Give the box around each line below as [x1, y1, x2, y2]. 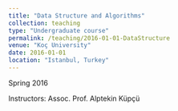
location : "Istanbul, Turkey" [8, 57, 110, 65]
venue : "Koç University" [8, 42, 91, 50]
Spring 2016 [8, 77, 48, 88]
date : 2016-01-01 [8, 49, 67, 57]
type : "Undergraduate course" [8, 26, 110, 34]
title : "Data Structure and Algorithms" [8, 11, 146, 20]
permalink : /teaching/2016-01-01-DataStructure [8, 34, 171, 42]
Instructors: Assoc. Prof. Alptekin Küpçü [8, 93, 140, 103]
